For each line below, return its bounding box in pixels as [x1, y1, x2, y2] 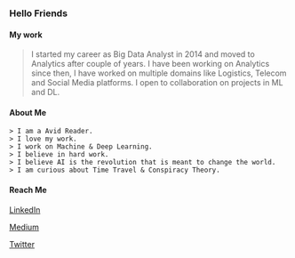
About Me [9, 107, 47, 117]
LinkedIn [9, 204, 41, 215]
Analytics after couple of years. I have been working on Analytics [30, 59, 270, 69]
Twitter [9, 238, 36, 249]
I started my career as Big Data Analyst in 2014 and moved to [30, 49, 255, 60]
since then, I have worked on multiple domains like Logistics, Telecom [30, 68, 287, 78]
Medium [9, 222, 40, 232]
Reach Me [9, 184, 47, 195]
